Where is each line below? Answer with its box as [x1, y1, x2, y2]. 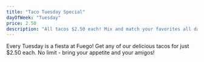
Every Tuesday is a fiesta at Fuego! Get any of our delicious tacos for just [6, 43, 189, 50]
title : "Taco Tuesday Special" [6, 9, 86, 15]
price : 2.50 [6, 20, 36, 26]
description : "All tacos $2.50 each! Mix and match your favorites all [6, 26, 191, 32]
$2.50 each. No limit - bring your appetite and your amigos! [6, 49, 155, 57]
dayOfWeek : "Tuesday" [6, 15, 61, 21]
